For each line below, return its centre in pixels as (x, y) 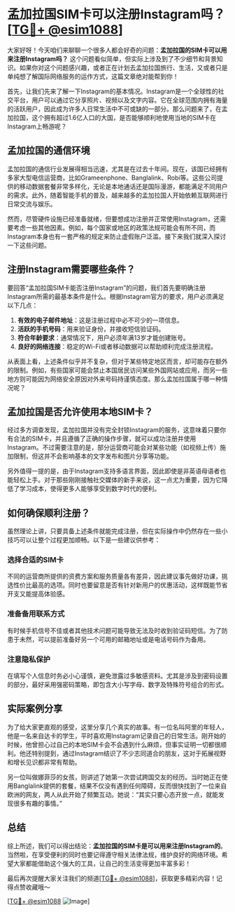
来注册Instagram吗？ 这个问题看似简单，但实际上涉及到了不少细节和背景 (112, 59)
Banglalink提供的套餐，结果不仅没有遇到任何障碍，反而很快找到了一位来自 (120, 786)
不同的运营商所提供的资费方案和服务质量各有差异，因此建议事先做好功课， (114, 577)
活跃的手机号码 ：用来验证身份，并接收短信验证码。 (91, 329)
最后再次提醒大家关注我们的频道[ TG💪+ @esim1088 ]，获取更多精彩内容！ (112, 878)
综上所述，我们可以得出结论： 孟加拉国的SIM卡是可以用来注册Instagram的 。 (117, 845)
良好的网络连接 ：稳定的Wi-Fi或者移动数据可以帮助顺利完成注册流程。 (117, 346)
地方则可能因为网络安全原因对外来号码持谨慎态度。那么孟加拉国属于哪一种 (114, 379)
